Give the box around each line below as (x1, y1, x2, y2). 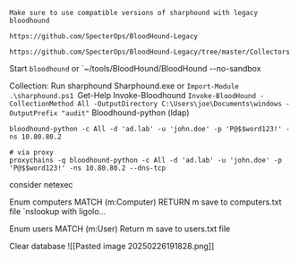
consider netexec (9, 180, 73, 189)
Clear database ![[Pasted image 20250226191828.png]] (9, 241, 215, 251)
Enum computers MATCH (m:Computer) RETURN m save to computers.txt (9, 197, 282, 207)
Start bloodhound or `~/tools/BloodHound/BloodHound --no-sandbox (9, 63, 261, 73)
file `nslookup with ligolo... (9, 206, 107, 216)
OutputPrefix (9, 109, 58, 118)
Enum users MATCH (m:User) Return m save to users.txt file (9, 223, 231, 234)
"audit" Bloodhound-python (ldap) (61, 107, 190, 118)
